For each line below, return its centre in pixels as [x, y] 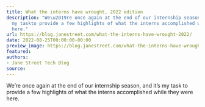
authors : [17, 57]
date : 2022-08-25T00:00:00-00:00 [49, 40]
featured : [19, 52]
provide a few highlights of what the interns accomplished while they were [100, 92]
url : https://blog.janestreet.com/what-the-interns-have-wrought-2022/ [99, 35]
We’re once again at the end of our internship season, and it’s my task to [97, 86]
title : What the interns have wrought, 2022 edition [75, 12]
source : [16, 68]
